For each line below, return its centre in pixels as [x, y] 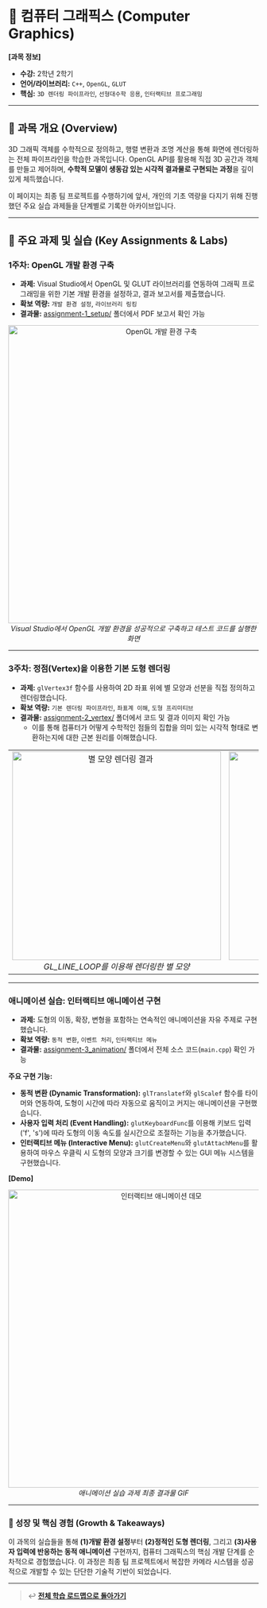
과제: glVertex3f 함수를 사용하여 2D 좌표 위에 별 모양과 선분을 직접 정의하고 [137, 688]
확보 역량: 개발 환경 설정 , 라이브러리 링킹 [78, 304]
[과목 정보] [25, 56]
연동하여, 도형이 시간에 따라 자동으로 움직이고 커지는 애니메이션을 [135, 1103]
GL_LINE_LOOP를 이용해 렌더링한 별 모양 [117, 967]
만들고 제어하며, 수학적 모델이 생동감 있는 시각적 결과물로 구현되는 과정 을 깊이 [135, 169]
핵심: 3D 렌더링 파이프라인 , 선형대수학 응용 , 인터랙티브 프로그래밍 [111, 93]
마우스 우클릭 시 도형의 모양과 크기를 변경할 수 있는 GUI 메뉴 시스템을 [147, 1153]
